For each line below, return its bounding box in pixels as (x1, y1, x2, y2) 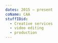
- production (10, 30, 37, 35)
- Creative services (10, 21, 53, 26)
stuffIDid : (5, 16, 28, 21)
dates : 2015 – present (5, 7, 53, 12)
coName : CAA (5, 12, 30, 17)
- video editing (10, 26, 44, 31)
